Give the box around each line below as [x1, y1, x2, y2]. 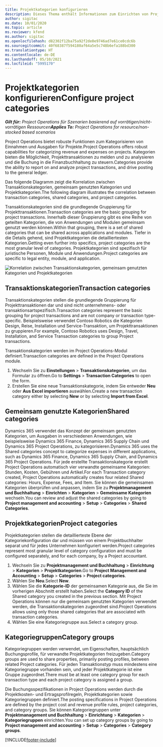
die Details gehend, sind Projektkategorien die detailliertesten [5, 235, 128, 241]
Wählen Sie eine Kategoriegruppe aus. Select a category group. [12, 619, 138, 625]
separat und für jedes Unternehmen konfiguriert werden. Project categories [5, 543, 155, 548]
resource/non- [120, 124, 149, 130]
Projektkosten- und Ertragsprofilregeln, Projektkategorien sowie [5, 692, 132, 697]
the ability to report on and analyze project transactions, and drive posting [5, 165, 153, 170]
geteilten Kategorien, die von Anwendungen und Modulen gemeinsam [5, 220, 145, 225]
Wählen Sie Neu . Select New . [12, 577, 70, 583]
